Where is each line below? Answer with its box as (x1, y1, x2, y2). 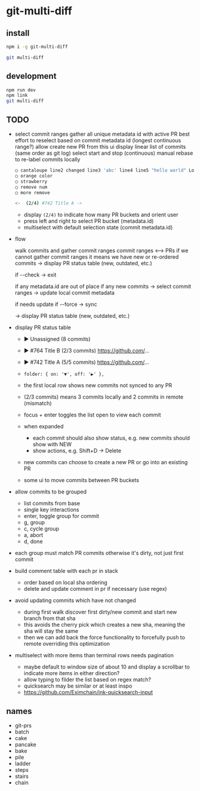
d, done (23, 538, 43, 545)
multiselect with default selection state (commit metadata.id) (23, 224, 173, 231)
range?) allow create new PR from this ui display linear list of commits (14, 143, 186, 150)
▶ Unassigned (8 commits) (23, 336, 91, 343)
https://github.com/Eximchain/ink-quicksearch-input (23, 689, 153, 696)
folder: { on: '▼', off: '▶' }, (23, 372, 104, 378)
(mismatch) (23, 400, 52, 407)
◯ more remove (14, 189, 50, 195)
